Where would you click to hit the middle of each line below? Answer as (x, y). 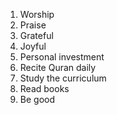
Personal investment (62, 57)
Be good (37, 99)
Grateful (36, 35)
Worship (37, 14)
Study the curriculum (63, 78)
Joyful (33, 46)
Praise (33, 25)
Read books (44, 88)
